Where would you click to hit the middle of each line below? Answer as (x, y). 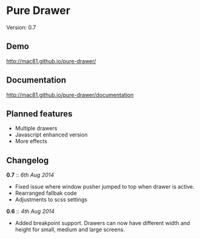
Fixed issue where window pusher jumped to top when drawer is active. (105, 187)
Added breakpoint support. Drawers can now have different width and (102, 223)
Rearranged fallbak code (46, 193)
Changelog (28, 160)
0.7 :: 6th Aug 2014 (30, 175)
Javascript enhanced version (51, 135)
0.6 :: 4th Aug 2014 (30, 211)
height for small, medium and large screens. (70, 230)
